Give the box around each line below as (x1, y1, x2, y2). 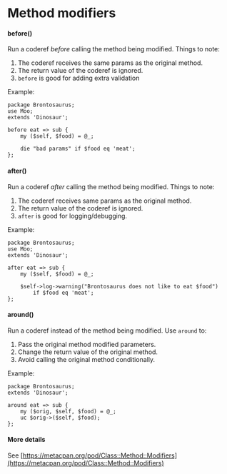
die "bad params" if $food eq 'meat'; (20, 145, 136, 153)
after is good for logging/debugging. (17, 211, 127, 220)
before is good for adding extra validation (17, 74, 140, 83)
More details (7, 435, 46, 444)
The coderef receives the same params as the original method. (17, 59, 203, 67)
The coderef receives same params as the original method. (17, 196, 192, 205)
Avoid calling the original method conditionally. (17, 355, 156, 363)
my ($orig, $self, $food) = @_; (20, 408, 116, 415)
